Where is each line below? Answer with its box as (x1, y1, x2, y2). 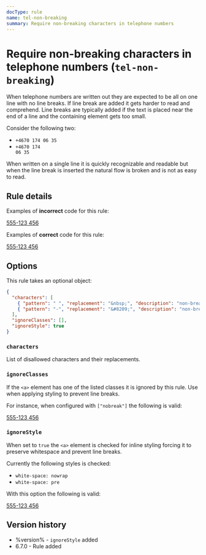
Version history (6, 519, 67, 530)
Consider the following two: (6, 124, 76, 132)
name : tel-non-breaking (6, 15, 67, 21)
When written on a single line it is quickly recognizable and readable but (6, 160, 188, 167)
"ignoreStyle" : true (12, 323, 64, 329)
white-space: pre (15, 479, 60, 485)
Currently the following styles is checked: (6, 459, 112, 467)
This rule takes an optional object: (6, 277, 92, 284)
